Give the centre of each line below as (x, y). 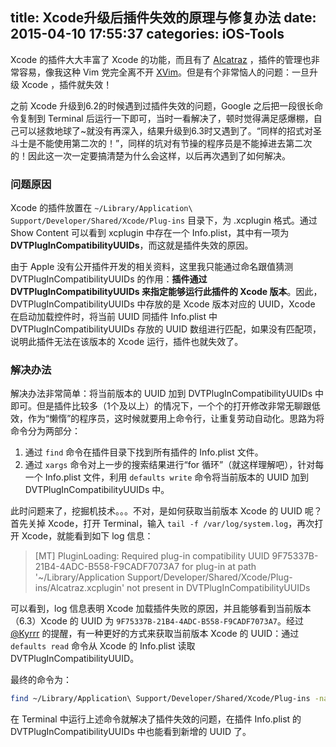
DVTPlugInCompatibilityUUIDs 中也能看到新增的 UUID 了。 (131, 732)
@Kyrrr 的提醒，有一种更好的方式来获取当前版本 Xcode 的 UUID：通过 (155, 634)
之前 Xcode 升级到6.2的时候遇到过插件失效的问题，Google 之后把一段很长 (162, 105)
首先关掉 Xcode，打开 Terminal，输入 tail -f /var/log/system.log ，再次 (162, 524)
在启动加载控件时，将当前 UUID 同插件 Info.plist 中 (114, 317)
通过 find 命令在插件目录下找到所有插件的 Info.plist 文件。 (144, 452)
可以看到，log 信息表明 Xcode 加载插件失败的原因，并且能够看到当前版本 (161, 609)
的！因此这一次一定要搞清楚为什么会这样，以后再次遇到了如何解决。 (150, 155)
